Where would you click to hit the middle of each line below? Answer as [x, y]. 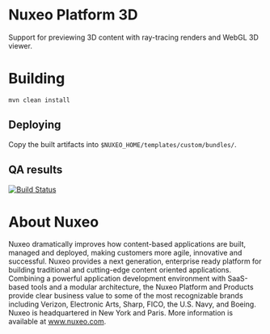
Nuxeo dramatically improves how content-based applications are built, [127, 244]
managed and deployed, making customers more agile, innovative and [125, 253]
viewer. [20, 45]
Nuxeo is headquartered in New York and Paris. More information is [120, 313]
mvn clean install [39, 100]
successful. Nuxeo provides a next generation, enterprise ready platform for [135, 261]
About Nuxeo [54, 222]
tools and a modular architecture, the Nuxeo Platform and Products [142, 287]
